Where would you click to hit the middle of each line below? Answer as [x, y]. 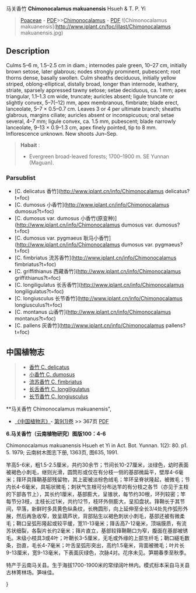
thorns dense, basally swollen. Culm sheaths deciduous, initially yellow [91, 77]
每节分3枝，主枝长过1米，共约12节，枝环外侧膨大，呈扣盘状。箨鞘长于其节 [96, 501]
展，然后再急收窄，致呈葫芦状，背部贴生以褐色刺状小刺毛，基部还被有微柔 [95, 516]
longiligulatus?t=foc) [39, 292]
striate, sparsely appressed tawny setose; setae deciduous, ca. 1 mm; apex [96, 90]
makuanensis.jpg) [42, 33]
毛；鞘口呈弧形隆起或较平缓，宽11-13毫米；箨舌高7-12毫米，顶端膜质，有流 [96, 523]
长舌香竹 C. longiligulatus [59, 389]
